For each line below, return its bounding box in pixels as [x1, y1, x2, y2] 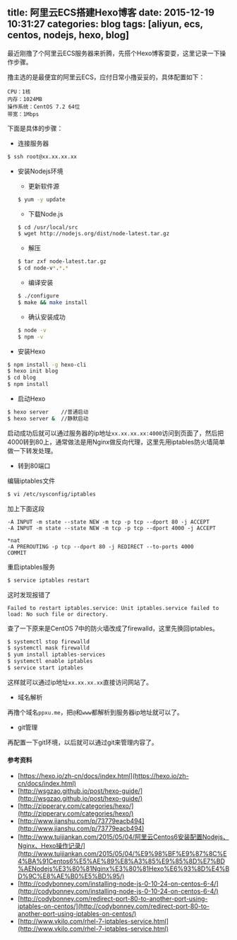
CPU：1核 [7, 88, 31, 95]
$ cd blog [7, 374, 37, 382]
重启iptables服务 [7, 563, 55, 571]
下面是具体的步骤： [7, 124, 63, 132]
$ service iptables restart [7, 577, 90, 584]
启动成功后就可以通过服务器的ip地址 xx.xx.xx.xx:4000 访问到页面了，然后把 [7, 428, 224, 437]
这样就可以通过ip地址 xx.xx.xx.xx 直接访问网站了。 [7, 678, 153, 686]
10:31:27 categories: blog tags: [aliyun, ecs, [7, 18, 203, 30]
